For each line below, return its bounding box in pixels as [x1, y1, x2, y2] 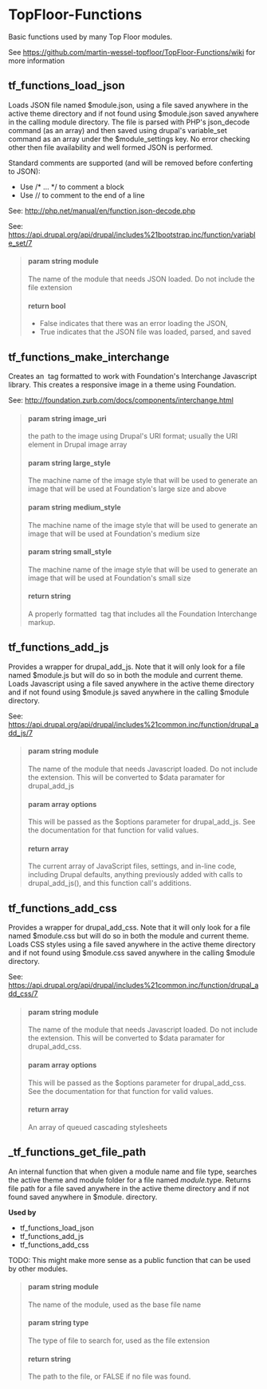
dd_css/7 [8, 989, 38, 998]
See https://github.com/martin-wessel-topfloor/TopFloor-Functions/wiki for [8, 47, 256, 57]
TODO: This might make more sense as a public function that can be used [8, 1255, 251, 1265]
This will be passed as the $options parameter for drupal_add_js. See [27, 817, 256, 827]
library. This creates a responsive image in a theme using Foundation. [8, 380, 237, 389]
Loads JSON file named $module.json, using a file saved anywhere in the [8, 100, 249, 109]
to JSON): [8, 166, 41, 176]
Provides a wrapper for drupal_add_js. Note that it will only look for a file [8, 662, 245, 671]
